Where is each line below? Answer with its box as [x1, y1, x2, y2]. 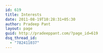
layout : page [5, 26, 33, 31]
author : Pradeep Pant [5, 21, 51, 27]
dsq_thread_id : [5, 36, 37, 41]
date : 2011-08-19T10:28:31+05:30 [5, 17, 76, 22]
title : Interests [5, 12, 42, 17]
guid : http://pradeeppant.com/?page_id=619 [5, 31, 98, 36]
